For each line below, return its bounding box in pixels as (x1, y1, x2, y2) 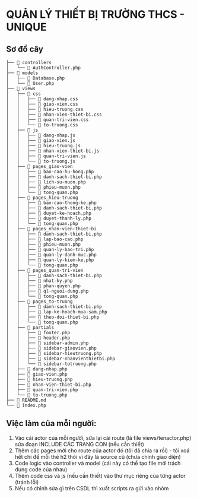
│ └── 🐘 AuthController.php (6, 65, 81, 71)
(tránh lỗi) (14, 478, 39, 486)
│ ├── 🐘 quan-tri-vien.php (6, 387, 78, 393)
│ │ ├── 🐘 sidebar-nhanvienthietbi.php (6, 356, 116, 361)
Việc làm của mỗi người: (6, 418, 97, 429)
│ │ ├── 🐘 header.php (6, 335, 70, 341)
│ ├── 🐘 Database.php (6, 75, 65, 81)
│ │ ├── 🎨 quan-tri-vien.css (6, 117, 89, 123)
